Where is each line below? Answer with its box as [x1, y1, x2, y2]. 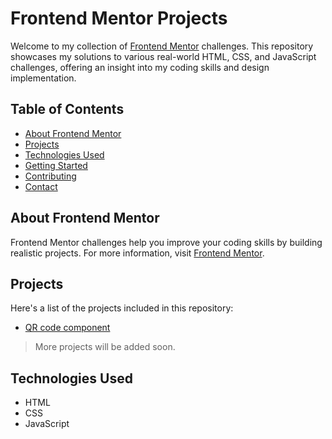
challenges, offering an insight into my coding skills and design [10, 61, 270, 73]
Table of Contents [10, 101, 125, 118]
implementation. [10, 72, 77, 84]
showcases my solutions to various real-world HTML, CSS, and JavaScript [10, 50, 317, 62]
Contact [24, 180, 58, 192]
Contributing [24, 170, 77, 182]
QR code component [24, 322, 111, 334]
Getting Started [24, 159, 88, 171]
